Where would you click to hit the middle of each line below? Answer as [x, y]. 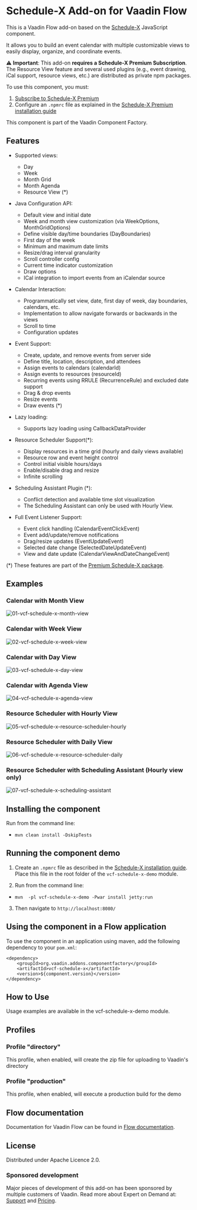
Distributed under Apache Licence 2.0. [53, 1160]
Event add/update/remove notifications [71, 535]
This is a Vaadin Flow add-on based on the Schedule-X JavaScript [87, 27]
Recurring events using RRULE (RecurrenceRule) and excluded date [106, 380]
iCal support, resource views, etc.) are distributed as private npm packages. [98, 75]
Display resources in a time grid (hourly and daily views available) [103, 451]
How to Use [28, 997]
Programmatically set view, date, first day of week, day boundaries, [106, 301]
